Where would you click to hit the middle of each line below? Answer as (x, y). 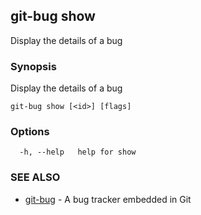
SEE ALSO (35, 177)
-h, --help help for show (78, 152)
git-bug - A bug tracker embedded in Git (108, 199)
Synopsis (33, 66)
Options (30, 132)
